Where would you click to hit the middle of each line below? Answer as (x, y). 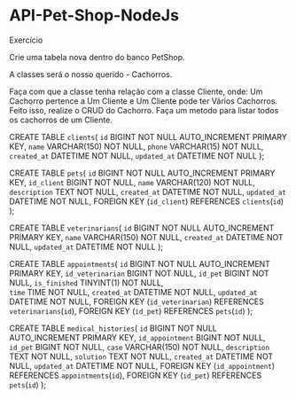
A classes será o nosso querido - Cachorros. (91, 74)
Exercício (26, 40)
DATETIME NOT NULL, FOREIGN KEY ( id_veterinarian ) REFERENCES (136, 301)
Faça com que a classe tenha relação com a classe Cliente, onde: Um (136, 91)
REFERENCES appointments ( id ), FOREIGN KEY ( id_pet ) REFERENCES (136, 375)
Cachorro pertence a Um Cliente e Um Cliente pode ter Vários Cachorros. (143, 101)
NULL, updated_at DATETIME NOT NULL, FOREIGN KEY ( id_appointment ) (142, 365)
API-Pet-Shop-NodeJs (94, 16)
